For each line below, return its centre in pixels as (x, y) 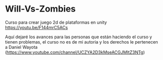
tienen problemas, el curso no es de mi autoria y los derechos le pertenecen (82, 42)
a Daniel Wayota (21, 47)
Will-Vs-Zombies (40, 9)
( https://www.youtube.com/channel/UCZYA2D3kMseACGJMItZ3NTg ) (75, 52)
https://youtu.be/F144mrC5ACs (37, 27)
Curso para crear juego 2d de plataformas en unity (56, 22)
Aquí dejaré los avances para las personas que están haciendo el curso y (79, 37)
